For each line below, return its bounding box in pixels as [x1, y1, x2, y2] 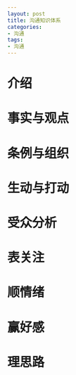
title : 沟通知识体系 [7, 17, 61, 24]
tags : [7, 37, 23, 44]
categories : [7, 23, 42, 30]
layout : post [7, 10, 46, 18]
